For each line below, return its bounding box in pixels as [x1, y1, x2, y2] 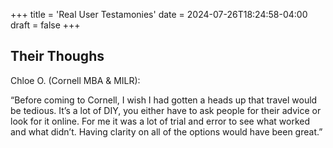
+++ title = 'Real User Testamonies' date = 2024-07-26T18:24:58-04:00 [10, 9, 308, 20]
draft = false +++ [10, 19, 81, 31]
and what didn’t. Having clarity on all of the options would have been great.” [10, 125, 323, 138]
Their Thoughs [10, 48, 105, 65]
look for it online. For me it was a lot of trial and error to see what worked [10, 115, 311, 127]
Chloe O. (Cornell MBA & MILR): [10, 74, 141, 86]
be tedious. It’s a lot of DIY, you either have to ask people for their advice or [10, 104, 322, 116]
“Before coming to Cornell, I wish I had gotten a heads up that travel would [10, 94, 318, 106]
